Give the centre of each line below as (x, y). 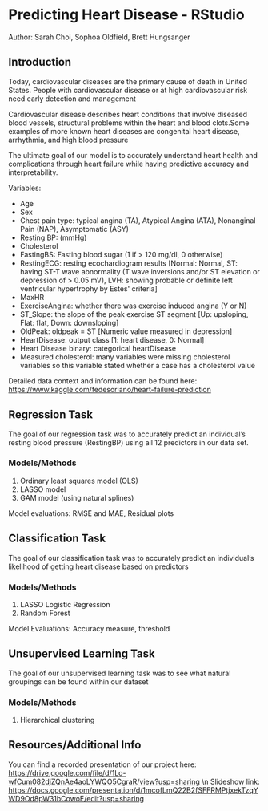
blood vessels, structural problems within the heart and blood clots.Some (129, 123)
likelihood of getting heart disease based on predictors (99, 566)
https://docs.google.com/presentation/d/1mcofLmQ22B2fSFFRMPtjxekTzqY (133, 790)
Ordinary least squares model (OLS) (79, 481)
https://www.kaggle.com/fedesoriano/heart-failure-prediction (110, 389)
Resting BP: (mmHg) (53, 237)
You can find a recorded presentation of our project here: (103, 764)
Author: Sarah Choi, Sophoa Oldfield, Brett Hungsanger (99, 37)
